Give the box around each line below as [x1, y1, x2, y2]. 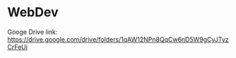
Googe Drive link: [7, 28, 58, 36]
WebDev [7, 4, 59, 21]
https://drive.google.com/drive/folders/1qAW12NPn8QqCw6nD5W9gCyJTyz [7, 35, 230, 43]
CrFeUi [7, 42, 28, 51]
